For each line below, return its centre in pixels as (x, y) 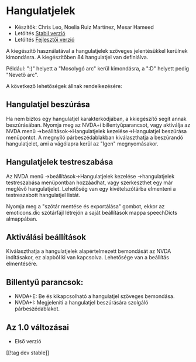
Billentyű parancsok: (45, 282)
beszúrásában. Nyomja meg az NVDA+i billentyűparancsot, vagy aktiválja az (98, 125)
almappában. (22, 219)
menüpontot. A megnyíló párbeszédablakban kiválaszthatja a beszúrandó (94, 137)
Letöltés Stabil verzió (40, 33)
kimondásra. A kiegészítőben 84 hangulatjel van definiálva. (77, 57)
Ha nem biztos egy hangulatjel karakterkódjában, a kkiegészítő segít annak (96, 119)
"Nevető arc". (22, 75)
